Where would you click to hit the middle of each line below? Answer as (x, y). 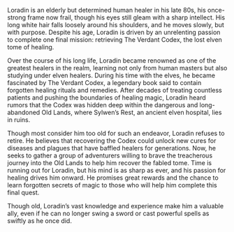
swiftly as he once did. (39, 221)
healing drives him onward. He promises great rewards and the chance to (113, 178)
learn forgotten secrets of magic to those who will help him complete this (112, 185)
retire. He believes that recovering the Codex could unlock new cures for (112, 141)
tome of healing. (31, 47)
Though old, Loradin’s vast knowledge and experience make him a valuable (116, 206)
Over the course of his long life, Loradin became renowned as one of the (112, 61)
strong (17, 17)
